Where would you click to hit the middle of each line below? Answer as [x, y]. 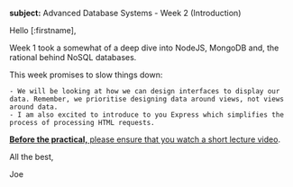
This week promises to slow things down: [86, 75]
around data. [34, 107]
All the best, [32, 157]
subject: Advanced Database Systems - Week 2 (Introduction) [125, 13]
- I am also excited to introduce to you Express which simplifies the [146, 115]
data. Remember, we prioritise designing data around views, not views [146, 99]
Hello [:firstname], [43, 30]
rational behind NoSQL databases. [73, 57]
